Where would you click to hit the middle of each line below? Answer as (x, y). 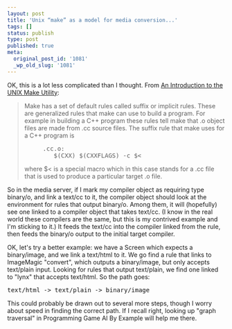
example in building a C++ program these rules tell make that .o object (124, 120)
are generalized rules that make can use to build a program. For (115, 113)
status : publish (30, 33)
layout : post (26, 14)
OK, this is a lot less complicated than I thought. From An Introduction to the (115, 85)
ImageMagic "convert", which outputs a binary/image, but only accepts (108, 262)
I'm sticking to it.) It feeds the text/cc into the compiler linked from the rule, (114, 226)
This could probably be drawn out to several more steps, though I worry (110, 303)
